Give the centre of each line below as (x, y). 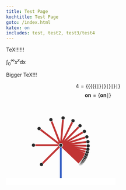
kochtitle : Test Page (32, 17)
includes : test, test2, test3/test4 (50, 33)
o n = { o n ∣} (98, 95)
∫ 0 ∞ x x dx (16, 62)
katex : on (18, 28)
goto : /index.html (28, 22)
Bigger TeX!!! (22, 75)
